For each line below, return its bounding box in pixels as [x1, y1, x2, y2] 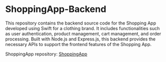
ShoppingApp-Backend [5, 3, 106, 15]
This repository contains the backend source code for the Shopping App [5, 20, 156, 26]
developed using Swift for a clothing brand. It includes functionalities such [5, 25, 160, 31]
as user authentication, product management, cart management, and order [5, 30, 161, 36]
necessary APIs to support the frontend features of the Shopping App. [5, 41, 152, 47]
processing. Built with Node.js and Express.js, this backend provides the [5, 36, 156, 42]
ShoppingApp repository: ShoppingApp [5, 51, 88, 57]
